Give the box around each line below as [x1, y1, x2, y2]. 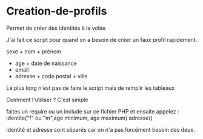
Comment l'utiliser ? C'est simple [6, 96, 89, 103]
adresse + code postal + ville [15, 72, 88, 80]
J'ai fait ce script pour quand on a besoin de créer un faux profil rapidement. [6, 36, 198, 43]
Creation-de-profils [6, 4, 107, 18]
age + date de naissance [15, 59, 77, 67]
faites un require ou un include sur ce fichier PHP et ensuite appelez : [6, 107, 180, 115]
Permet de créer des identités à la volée [6, 24, 106, 32]
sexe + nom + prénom [6, 47, 62, 55]
